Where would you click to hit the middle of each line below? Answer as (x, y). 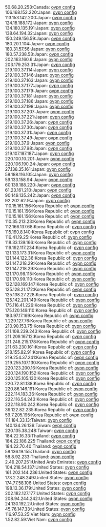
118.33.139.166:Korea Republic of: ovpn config (51, 242)
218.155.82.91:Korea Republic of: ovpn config (50, 352)
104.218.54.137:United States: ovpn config (47, 467)
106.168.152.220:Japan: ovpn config (41, 12)
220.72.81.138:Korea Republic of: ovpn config (51, 384)
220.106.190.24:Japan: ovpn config (40, 164)
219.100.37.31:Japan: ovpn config (38, 133)
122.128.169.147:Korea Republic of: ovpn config (52, 284)
